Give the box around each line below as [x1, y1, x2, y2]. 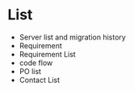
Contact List [19, 75, 60, 85]
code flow [19, 58, 53, 68]
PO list [19, 66, 42, 76]
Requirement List [19, 49, 76, 59]
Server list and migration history [19, 32, 126, 42]
